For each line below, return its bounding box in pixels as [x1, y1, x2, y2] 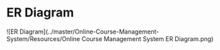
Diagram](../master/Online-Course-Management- [19, 27, 159, 36]
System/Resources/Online [6, 34, 80, 42]
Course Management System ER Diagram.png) [81, 34, 214, 42]
